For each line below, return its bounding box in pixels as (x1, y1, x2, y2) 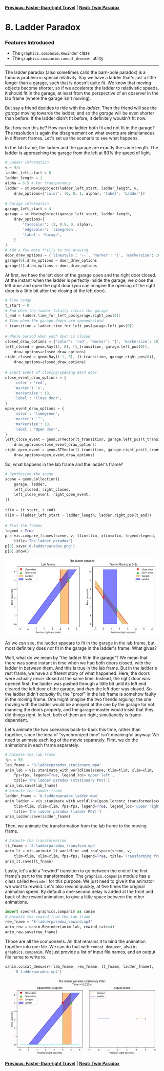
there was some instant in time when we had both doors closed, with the (5, 660, 151, 665)
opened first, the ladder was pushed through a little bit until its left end (5, 681, 146, 686)
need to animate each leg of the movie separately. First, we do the (5, 737, 138, 743)
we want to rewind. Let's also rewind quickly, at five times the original (5, 883, 145, 889)
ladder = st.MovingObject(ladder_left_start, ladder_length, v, (5, 186, 139, 191)
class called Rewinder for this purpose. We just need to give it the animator (5, 878, 155, 884)
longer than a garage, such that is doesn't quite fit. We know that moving (5, 80, 151, 86)
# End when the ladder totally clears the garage (5, 308, 108, 313)
